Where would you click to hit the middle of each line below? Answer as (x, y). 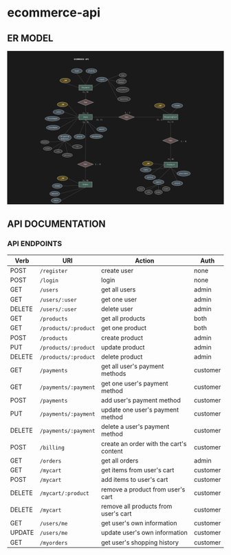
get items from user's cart (137, 470)
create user (117, 270)
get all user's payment (132, 366)
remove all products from (136, 506)
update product (123, 347)
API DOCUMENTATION (56, 224)
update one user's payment (140, 410)
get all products (123, 319)
